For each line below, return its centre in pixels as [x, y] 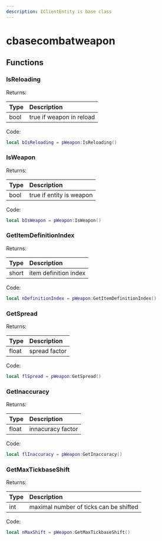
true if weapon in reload [62, 117]
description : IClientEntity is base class [59, 12]
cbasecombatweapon [61, 41]
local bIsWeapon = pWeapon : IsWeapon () [54, 220]
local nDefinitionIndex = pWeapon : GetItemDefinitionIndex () [82, 298]
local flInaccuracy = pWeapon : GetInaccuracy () [64, 455]
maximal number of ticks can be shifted [84, 507]
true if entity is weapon [61, 195]
